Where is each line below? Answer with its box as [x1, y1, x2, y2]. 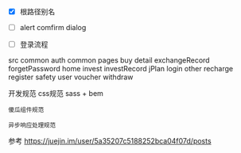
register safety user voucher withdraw [8, 72, 134, 82]
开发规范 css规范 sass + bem [8, 89, 103, 98]
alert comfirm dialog [19, 23, 87, 33]
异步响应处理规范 [8, 121, 56, 129]
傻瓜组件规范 [8, 106, 45, 114]
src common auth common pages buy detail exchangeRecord [8, 55, 210, 65]
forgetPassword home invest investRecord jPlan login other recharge [8, 64, 234, 74]
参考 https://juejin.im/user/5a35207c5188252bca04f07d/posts [8, 136, 212, 146]
